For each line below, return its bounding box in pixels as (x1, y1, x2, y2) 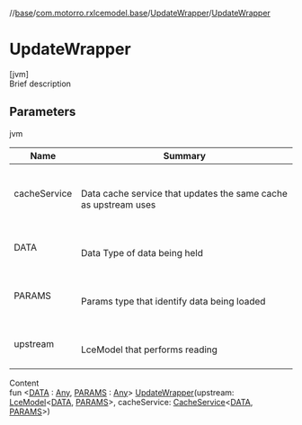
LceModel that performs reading (80, 343, 218, 356)
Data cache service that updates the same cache (80, 187, 288, 199)
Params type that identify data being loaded (80, 295, 266, 307)
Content (9, 377, 40, 388)
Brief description (9, 78, 72, 89)
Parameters (9, 104, 76, 120)
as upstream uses (80, 198, 156, 210)
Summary (163, 149, 207, 162)
